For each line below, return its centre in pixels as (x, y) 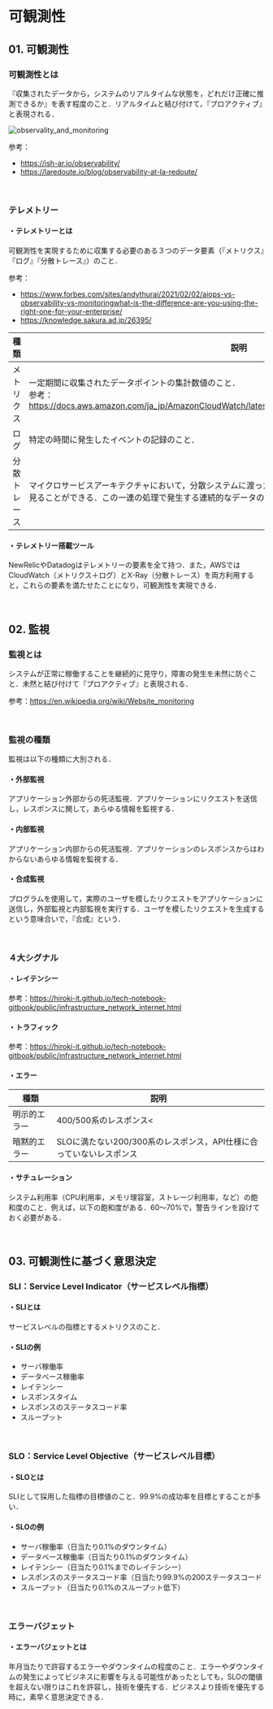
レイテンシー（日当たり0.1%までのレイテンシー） (102, 1567)
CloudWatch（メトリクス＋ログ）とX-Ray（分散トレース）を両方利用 (124, 575)
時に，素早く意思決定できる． (58, 1697)
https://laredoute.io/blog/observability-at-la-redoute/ (108, 171)
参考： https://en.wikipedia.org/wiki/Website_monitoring (102, 701)
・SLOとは (26, 1477)
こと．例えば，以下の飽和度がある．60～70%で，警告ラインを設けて (145, 1207)
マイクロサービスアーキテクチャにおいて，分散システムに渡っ (146, 486)
